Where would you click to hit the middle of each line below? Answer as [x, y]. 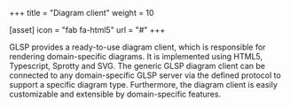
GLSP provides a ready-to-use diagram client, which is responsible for [137, 47]
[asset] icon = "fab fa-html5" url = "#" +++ [87, 30]
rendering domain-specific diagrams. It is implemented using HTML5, [136, 56]
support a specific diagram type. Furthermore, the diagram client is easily [143, 85]
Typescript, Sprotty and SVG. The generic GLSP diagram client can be [137, 66]
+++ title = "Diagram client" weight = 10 [82, 13]
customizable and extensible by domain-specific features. [115, 94]
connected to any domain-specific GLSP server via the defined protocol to [145, 75]
